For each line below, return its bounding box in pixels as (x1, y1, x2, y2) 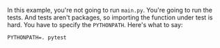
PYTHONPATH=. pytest (7, 34, 68, 41)
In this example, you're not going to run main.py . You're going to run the (7, 6, 213, 14)
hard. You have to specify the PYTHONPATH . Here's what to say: (7, 21, 183, 29)
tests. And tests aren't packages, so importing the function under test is (7, 13, 213, 22)
